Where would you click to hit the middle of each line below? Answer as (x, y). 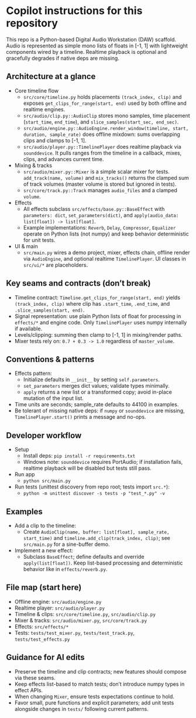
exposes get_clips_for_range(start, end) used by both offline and (105, 103)
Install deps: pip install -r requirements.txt (79, 456)
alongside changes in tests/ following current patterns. (82, 709)
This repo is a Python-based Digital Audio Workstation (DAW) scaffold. (91, 39)
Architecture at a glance (51, 76)
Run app (25, 474)
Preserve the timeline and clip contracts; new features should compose (100, 671)
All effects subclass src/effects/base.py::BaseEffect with (94, 208)
